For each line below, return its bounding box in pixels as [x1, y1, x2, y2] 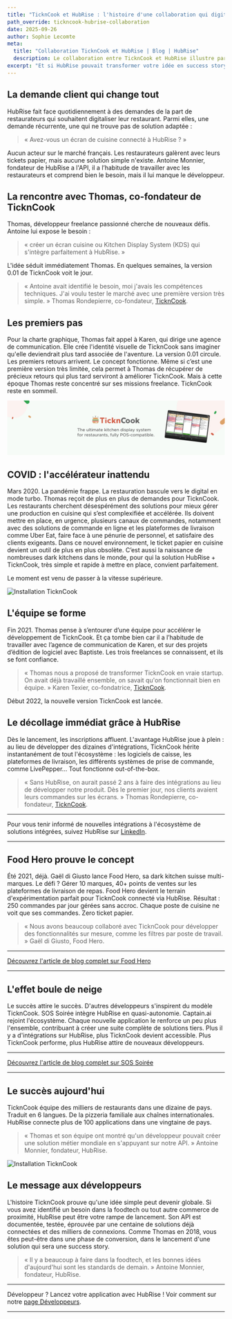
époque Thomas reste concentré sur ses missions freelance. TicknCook [7, 379, 213, 388]
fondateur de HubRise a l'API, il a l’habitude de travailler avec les [7, 163, 191, 172]
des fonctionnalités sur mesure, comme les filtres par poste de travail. [23, 929, 223, 938]
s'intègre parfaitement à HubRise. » [23, 248, 126, 256]
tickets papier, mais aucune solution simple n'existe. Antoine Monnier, [7, 156, 206, 164]
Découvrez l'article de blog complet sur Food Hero [7, 957, 151, 965]
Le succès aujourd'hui [7, 1085, 105, 1097]
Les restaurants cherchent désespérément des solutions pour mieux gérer [7, 502, 219, 510]
